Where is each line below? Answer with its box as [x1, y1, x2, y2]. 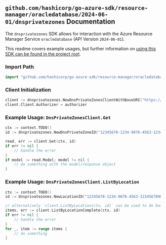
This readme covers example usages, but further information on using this [5, 45, 156, 52]
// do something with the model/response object [14, 162, 116, 167]
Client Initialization [5, 86, 51, 93]
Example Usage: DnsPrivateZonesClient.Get [5, 114, 111, 121]
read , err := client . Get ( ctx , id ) [5, 139, 77, 144]
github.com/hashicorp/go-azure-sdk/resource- [5, 4, 148, 12]
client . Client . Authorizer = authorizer [5, 102, 87, 107]
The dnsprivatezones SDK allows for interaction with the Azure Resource [5, 30, 153, 37]
